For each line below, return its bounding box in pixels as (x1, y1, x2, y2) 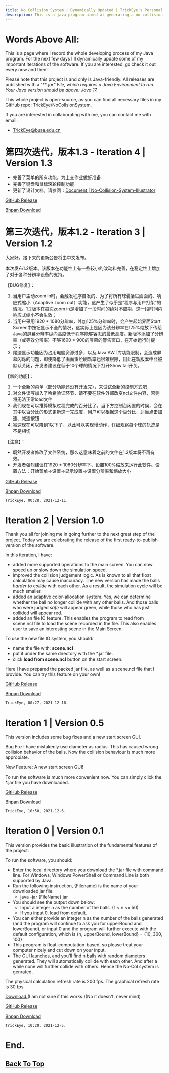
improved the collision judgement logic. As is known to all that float (12, 572, 151, 578)
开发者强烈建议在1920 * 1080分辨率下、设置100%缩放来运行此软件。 (12, 462, 156, 468)
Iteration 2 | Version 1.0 (5, 515, 104, 526)
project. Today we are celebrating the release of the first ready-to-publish (5, 536, 158, 543)
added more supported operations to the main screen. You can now (12, 562, 153, 568)
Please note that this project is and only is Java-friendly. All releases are (5, 76, 155, 82)
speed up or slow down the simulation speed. (12, 567, 107, 573)
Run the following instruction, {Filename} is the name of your (12, 883, 138, 889)
